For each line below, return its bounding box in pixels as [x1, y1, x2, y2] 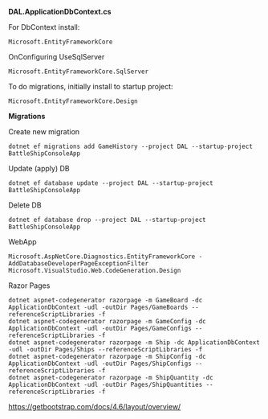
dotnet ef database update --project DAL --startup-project [8, 179, 214, 187]
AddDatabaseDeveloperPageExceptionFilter [8, 260, 149, 268]
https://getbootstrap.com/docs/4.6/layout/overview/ [8, 402, 181, 411]
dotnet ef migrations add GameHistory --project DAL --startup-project [8, 142, 253, 150]
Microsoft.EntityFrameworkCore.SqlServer [8, 68, 149, 76]
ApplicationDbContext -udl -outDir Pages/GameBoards [8, 303, 189, 311]
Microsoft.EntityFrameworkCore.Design [8, 97, 138, 105]
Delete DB [8, 200, 42, 210]
